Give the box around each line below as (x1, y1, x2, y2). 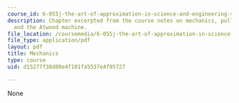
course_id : (7, 10, 40, 18)
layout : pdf (7, 43, 43, 50)
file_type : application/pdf (7, 37, 91, 44)
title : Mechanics (7, 50, 59, 58)
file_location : (7, 30, 53, 38)
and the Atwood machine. (14, 23, 87, 31)
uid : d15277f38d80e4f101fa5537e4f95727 (7, 63, 126, 70)
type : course (7, 57, 46, 64)
